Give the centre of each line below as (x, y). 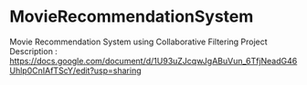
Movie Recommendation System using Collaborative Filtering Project (138, 42)
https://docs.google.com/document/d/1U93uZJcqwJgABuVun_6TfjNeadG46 (153, 61)
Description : (33, 51)
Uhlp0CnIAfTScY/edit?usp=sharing (75, 71)
